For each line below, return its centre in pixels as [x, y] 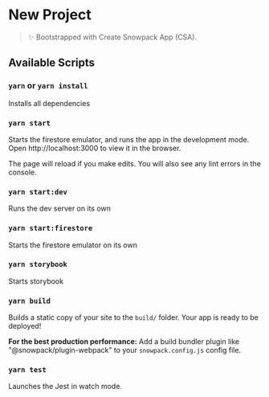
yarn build [29, 301]
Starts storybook [36, 281]
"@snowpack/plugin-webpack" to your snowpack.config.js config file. [125, 350]
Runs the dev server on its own [59, 209]
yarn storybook [38, 264]
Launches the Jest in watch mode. [65, 387]
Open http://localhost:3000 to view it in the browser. [95, 148]
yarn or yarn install [48, 86]
